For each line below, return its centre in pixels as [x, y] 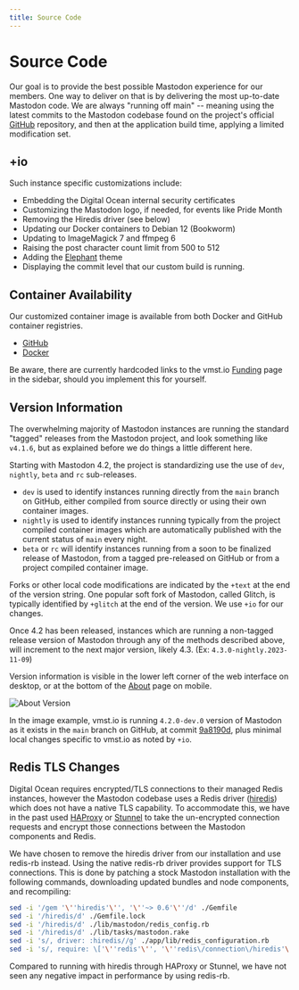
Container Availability [71, 295]
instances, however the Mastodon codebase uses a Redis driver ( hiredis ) [143, 798]
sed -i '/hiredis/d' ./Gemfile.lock [77, 916]
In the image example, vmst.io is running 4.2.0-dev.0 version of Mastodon [146, 720]
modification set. [40, 134]
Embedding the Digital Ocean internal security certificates [129, 201]
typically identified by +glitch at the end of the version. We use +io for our [146, 604]
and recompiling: [40, 891]
